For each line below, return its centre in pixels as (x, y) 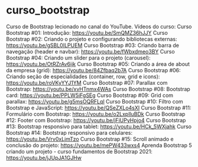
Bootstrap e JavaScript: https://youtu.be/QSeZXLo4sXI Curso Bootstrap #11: (99, 108)
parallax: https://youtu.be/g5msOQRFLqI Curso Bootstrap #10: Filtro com (95, 101)
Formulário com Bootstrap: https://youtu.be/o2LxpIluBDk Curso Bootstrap (96, 114)
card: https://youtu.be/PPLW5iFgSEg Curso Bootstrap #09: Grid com (90, 95)
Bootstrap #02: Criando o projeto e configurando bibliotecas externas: (92, 39)
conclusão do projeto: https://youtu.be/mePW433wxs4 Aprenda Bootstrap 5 (99, 145)
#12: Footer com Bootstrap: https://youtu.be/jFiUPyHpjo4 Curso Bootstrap (96, 120)
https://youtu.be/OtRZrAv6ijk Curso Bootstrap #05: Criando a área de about (98, 64)
